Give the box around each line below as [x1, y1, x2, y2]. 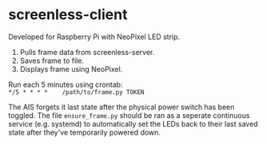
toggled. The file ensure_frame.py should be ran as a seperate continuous [8, 110, 250, 120]
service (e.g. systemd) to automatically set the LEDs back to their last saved [8, 119, 258, 128]
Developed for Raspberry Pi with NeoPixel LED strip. [8, 32, 181, 41]
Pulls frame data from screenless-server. [19, 47, 155, 57]
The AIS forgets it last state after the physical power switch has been [8, 102, 235, 112]
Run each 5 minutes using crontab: [8, 80, 123, 89]
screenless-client [8, 6, 128, 24]
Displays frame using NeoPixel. [19, 64, 123, 73]
